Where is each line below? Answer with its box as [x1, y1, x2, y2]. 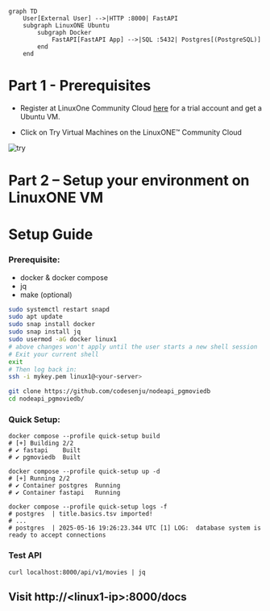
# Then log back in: [8, 365, 78, 374]
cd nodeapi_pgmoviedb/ [8, 395, 85, 404]
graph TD [8, 7, 38, 15]
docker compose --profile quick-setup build [8, 433, 160, 441]
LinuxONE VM [8, 189, 104, 207]
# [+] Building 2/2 [8, 439, 74, 448]
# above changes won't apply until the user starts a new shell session [8, 342, 258, 351]
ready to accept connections [8, 531, 106, 539]
